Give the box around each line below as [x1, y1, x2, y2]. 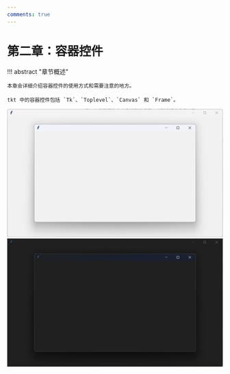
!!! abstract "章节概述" [7, 67, 69, 75]
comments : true [7, 11, 51, 18]
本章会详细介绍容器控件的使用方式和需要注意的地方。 [7, 82, 135, 89]
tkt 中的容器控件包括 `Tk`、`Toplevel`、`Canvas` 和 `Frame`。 [7, 96, 179, 103]
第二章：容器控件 [7, 43, 104, 59]
